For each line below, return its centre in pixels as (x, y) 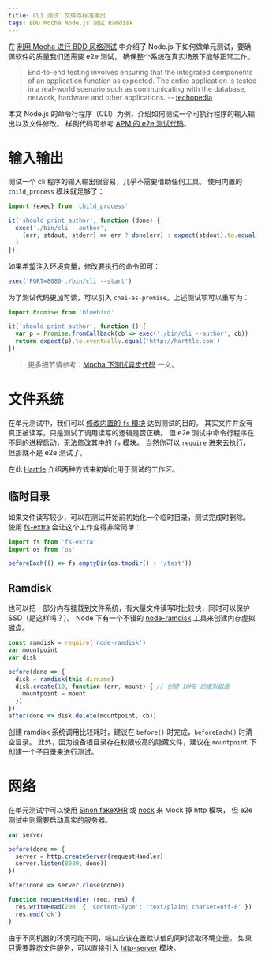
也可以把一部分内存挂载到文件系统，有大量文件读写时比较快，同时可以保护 (129, 608)
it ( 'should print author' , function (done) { (84, 221)
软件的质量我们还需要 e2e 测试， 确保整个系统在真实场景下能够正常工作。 (134, 56)
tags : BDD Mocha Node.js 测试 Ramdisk (71, 23)
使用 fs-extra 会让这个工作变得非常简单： (75, 527)
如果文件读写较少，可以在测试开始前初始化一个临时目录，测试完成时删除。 (129, 517)
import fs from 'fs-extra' (52, 542)
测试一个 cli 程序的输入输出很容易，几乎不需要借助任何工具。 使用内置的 (125, 182)
